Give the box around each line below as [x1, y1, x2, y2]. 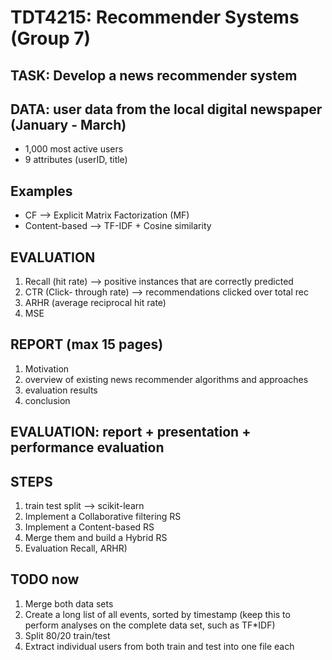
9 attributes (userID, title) [24, 154, 128, 166]
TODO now [10, 571, 80, 588]
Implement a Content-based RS [24, 521, 155, 533]
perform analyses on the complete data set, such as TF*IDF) [24, 619, 276, 631]
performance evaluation [10, 439, 165, 456]
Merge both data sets [24, 597, 114, 610]
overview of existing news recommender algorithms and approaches [24, 373, 309, 385]
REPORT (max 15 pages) [10, 336, 164, 353]
